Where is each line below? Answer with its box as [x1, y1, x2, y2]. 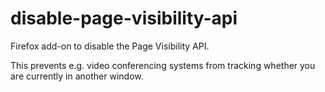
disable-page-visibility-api [10, 7, 238, 30]
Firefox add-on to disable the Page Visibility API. [10, 40, 210, 52]
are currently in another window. [10, 70, 144, 82]
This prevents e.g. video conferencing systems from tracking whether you [10, 59, 316, 71]
